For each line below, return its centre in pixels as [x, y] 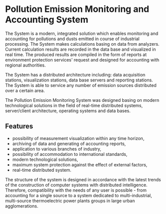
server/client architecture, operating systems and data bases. [68, 111]
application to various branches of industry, [57, 149]
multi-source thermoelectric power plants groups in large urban [70, 201]
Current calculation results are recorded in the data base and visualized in [81, 49]
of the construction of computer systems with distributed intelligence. [76, 185]
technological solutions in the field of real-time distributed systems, [74, 105]
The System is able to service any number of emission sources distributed [81, 85]
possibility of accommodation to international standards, [70, 154]
